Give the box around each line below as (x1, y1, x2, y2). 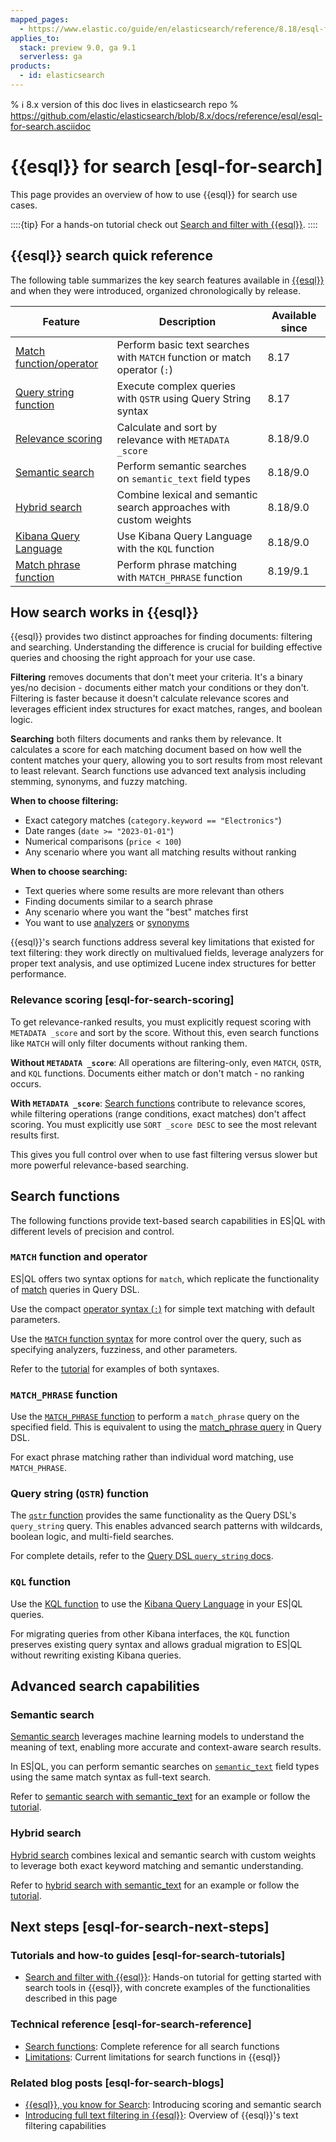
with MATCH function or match (116, 350, 252, 364)
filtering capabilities (24, 2120, 107, 2131)
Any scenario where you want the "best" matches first (24, 906, 249, 918)
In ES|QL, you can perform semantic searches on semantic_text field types (10, 1761, 320, 1773)
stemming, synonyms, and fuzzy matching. (10, 776, 188, 788)
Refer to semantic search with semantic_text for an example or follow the (10, 1791, 311, 1803)
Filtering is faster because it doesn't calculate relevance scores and (10, 692, 290, 705)
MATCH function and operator (10, 1250, 148, 1264)
